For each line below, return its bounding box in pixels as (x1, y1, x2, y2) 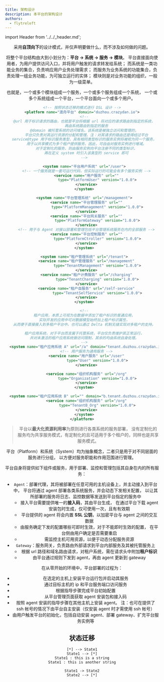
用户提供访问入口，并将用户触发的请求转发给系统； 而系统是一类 (23, 61, 153, 66)
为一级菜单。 (69, 79, 95, 85)
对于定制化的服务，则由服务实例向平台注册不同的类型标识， (35, 146, 138, 151)
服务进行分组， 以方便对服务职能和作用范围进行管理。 (28, 455, 136, 460)
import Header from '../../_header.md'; (5, 34, 82, 40)
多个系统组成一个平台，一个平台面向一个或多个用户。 (28, 96, 136, 102)
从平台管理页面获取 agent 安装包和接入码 (44, 594, 127, 599)
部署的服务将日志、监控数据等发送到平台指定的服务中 (34, 494, 142, 499)
